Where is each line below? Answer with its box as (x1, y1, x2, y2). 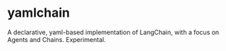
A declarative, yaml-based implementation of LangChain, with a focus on (7, 28, 220, 36)
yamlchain (7, 5, 71, 21)
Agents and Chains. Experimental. (7, 35, 106, 43)
